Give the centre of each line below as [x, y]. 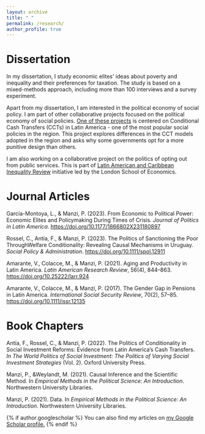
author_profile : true [34, 29]
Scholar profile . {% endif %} [42, 424]
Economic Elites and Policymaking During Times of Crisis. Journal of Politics [102, 220]
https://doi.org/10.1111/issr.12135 [46, 302]
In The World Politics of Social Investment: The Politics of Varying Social [98, 356]
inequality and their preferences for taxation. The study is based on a [93, 83]
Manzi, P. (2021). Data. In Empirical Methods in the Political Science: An [96, 400]
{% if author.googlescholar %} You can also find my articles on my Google [100, 418]
